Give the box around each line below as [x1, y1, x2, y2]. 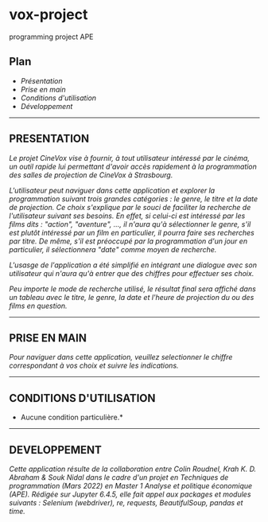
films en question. [9, 301, 68, 310]
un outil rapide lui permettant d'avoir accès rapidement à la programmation [9, 162, 258, 171]
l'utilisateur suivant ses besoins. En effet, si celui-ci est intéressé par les [9, 211, 246, 220]
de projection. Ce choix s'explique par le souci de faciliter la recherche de [9, 202, 251, 212]
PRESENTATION [9, 132, 90, 146]
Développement [20, 101, 73, 111]
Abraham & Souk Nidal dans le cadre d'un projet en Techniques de [9, 473, 229, 482]
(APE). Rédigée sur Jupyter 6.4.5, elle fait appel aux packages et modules [9, 489, 251, 499]
